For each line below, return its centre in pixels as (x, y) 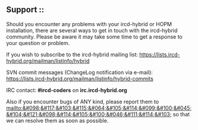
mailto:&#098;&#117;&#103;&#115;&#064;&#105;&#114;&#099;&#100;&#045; (99, 108)
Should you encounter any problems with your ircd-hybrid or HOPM (89, 24)
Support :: (25, 10)
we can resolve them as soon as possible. (57, 121)
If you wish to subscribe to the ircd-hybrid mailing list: (72, 54)
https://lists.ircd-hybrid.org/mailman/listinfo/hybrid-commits (80, 78)
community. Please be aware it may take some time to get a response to (94, 37)
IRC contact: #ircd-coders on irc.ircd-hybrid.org (67, 90)
